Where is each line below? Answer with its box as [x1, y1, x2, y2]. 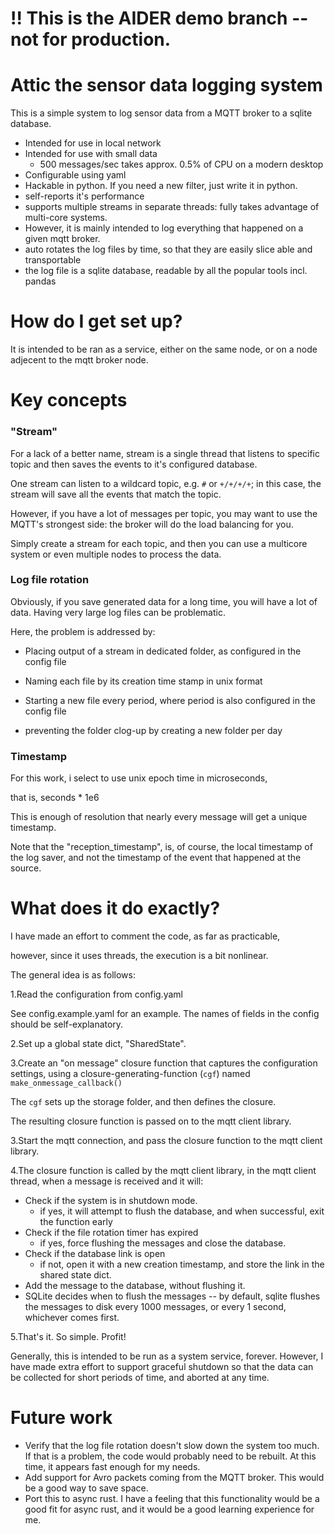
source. [10, 862, 42, 874]
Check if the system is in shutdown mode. [24, 1195, 198, 1207]
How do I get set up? [10, 310, 183, 333]
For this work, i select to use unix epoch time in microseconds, [10, 772, 268, 784]
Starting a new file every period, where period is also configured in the [24, 694, 316, 706]
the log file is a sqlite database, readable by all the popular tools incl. [24, 265, 308, 277]
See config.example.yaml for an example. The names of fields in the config [10, 1008, 320, 1020]
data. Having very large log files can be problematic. [10, 606, 226, 618]
